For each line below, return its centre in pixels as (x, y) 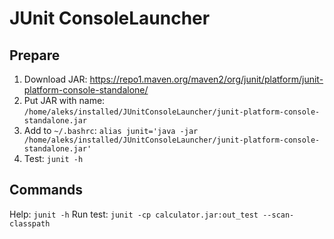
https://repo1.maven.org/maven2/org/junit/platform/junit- (206, 79)
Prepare (35, 55)
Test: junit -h (53, 158)
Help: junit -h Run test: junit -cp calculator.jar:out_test (134, 214)
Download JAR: (55, 79)
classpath (30, 223)
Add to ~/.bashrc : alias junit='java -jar (111, 130)
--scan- (278, 215)
